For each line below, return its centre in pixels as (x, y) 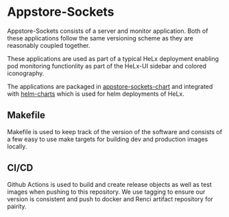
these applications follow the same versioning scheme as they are (100, 38)
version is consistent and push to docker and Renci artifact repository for (110, 199)
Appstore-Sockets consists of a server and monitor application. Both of (108, 31)
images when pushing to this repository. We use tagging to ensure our (106, 192)
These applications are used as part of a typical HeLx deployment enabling (113, 58)
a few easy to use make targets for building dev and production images (108, 139)
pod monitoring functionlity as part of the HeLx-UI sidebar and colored (107, 66)
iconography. (26, 73)
